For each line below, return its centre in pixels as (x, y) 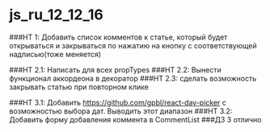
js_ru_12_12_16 (57, 15)
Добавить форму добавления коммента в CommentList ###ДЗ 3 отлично (135, 119)
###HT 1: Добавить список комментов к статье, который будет (118, 37)
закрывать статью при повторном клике (79, 87)
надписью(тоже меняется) (55, 54)
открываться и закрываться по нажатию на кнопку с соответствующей (133, 45)
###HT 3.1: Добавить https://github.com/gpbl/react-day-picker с (118, 102)
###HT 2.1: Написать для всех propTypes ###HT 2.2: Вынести (115, 69)
